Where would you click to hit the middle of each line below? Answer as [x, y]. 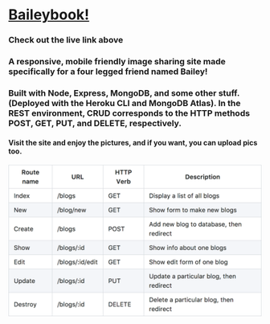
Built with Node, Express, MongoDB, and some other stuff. [124, 92]
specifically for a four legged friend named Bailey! [108, 72]
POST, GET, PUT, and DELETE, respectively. [95, 123]
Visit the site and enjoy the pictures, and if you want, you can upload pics [133, 142]
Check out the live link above [66, 40]
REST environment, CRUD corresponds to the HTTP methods [129, 113]
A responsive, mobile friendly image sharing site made [117, 62]
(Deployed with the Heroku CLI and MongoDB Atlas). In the [125, 103]
